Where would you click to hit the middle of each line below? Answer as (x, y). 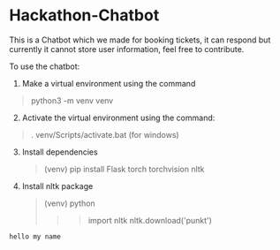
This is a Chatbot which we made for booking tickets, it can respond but (140, 40)
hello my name (35, 236)
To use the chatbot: (45, 66)
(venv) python (69, 203)
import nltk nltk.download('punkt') (150, 220)
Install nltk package (57, 186)
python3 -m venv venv (72, 100)
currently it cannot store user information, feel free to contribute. (127, 49)
